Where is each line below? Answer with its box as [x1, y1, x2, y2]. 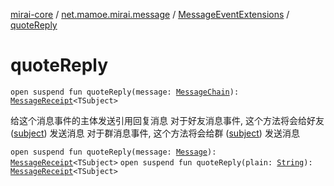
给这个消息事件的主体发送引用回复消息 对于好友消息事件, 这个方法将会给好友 [10, 114, 325, 126]
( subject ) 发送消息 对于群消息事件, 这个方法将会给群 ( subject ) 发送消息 [10, 127, 300, 139]
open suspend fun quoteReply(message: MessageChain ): [10, 87, 240, 97]
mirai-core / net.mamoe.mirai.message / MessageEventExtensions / [10, 9, 290, 20]
